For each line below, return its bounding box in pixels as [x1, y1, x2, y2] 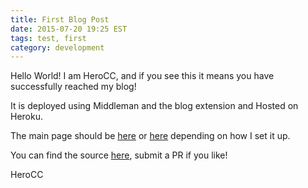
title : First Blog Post [10, 14, 110, 25]
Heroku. [10, 111, 43, 123]
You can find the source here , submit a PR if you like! [10, 149, 228, 161]
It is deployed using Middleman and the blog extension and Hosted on [10, 100, 299, 112]
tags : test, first [10, 33, 87, 43]
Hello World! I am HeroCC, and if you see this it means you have [10, 70, 275, 82]
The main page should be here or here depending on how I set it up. [10, 130, 291, 142]
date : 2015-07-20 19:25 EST [10, 24, 128, 34]
